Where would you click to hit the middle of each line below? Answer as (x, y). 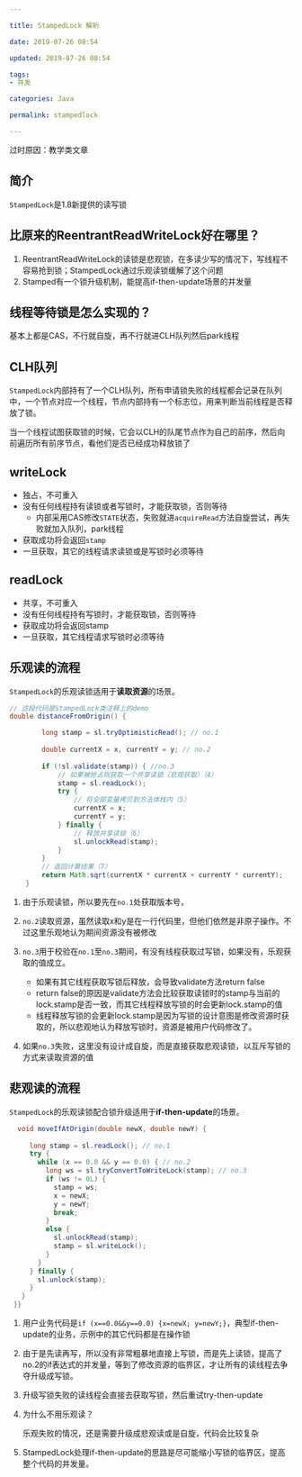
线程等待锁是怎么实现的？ (80, 312)
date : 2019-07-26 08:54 (54, 41)
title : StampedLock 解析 (54, 25)
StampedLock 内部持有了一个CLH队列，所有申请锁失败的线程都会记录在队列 (146, 390)
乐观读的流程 (45, 668)
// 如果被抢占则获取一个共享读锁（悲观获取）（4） (138, 775)
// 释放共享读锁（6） (108, 833)
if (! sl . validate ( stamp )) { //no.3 (108, 766)
